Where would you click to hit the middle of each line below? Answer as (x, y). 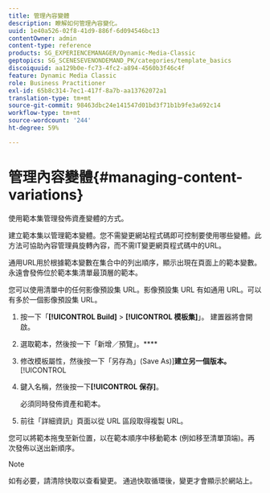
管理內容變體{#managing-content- (126, 177)
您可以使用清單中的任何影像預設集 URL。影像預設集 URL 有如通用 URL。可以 (135, 290)
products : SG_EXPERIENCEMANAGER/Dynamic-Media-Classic (102, 53)
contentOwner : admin (43, 38)
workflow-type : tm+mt (45, 113)
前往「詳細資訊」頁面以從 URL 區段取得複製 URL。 (104, 421)
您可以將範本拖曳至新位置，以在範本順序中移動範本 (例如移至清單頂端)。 (128, 438)
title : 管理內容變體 (39, 16)
